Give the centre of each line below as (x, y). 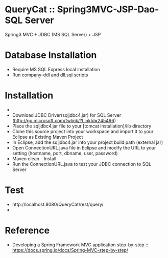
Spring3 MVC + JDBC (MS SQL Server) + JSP (53, 34)
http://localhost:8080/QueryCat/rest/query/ (58, 204)
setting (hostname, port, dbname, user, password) (65, 153)
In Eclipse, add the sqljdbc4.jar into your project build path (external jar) (88, 142)
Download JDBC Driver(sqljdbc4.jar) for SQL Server (67, 115)
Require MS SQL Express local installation (56, 69)
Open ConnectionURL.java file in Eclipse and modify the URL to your (84, 147)
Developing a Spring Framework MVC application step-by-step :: (80, 245)
